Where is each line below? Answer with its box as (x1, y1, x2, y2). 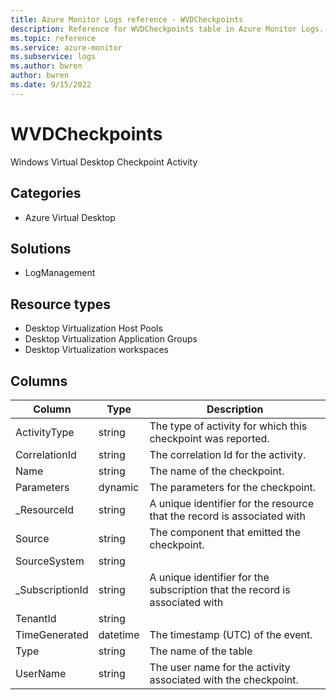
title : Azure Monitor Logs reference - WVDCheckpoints (10, 14, 244, 25)
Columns (10, 372, 68, 390)
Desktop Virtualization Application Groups (24, 333, 198, 345)
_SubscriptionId (15, 582, 89, 596)
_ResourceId (15, 502, 75, 516)
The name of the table (149, 644, 253, 658)
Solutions (10, 240, 72, 257)
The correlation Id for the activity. (149, 447, 307, 461)
